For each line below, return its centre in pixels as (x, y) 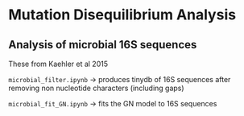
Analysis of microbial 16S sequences (103, 45)
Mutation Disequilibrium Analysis (122, 15)
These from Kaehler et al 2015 (58, 64)
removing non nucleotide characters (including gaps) (96, 88)
